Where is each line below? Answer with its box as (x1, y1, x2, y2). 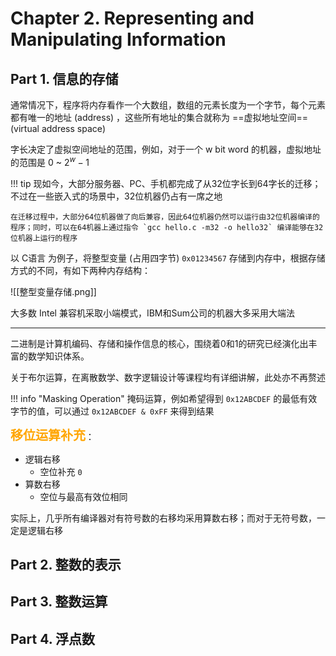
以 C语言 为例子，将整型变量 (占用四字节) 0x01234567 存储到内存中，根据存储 (10, 252, 326, 264)
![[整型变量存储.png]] (10, 285, 97, 297)
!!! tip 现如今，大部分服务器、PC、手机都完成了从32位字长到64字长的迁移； (10, 177, 322, 189)
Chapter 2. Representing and (10, 7, 255, 30)
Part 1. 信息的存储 (10, 70, 119, 87)
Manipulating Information (10, 28, 227, 51)
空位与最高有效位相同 (39, 490, 128, 502)
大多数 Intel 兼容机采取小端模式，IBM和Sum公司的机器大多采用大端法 (10, 307, 295, 319)
